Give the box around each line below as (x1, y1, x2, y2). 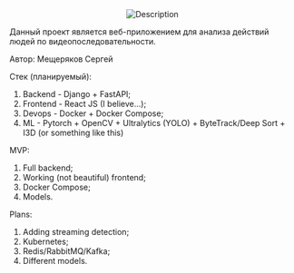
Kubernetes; (22, 236, 69, 247)
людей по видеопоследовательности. (9, 36, 156, 46)
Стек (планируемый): (9, 72, 93, 82)
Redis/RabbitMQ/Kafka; (22, 246, 111, 257)
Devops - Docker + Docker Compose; (22, 108, 164, 119)
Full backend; (22, 162, 73, 173)
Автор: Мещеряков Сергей (9, 54, 113, 64)
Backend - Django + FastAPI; (22, 89, 132, 99)
